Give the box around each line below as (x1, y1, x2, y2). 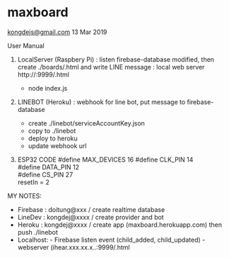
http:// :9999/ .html (17, 70, 69, 79)
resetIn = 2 (17, 178, 49, 186)
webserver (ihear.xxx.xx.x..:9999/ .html (17, 242, 130, 252)
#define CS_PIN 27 (17, 170, 74, 179)
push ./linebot (17, 228, 59, 236)
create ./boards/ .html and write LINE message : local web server (17, 62, 205, 71)
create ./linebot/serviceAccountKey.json (28, 118, 145, 128)
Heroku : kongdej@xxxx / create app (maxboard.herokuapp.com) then (17, 220, 223, 229)
